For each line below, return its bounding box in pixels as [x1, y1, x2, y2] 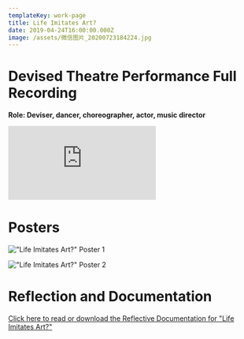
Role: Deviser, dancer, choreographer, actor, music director [8, 110, 206, 120]
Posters [8, 218, 61, 237]
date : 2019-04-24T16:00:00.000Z [8, 26, 114, 34]
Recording [8, 84, 77, 102]
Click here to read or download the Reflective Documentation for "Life [8, 314, 235, 323]
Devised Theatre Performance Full [8, 68, 238, 85]
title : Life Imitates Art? [8, 19, 97, 27]
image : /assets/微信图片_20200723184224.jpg [8, 33, 152, 42]
